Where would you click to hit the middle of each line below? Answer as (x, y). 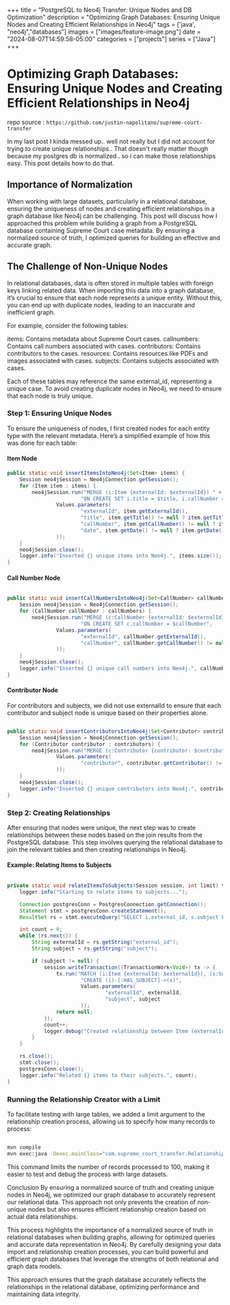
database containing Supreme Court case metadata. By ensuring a (101, 230)
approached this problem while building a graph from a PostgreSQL (102, 223)
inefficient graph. (31, 312)
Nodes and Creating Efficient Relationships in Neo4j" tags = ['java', (101, 24)
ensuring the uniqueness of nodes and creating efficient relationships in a (111, 208)
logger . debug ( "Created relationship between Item (116, 1031)
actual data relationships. (42, 1217)
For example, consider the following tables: (68, 326)
